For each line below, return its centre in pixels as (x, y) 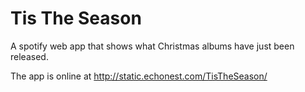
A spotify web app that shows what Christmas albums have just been (152, 46)
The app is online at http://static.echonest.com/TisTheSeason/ (139, 76)
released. (29, 56)
